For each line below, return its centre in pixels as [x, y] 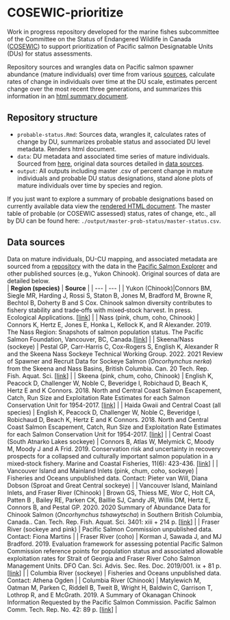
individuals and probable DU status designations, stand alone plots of [115, 178]
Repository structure [52, 118]
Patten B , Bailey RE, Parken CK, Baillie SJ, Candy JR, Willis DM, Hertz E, [109, 500]
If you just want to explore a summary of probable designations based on [110, 199]
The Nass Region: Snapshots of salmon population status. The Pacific [105, 332]
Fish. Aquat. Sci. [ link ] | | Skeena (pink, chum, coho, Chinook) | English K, [110, 375]
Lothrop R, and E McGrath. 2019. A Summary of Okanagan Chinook [102, 595]
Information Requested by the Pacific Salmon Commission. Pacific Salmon [112, 602]
